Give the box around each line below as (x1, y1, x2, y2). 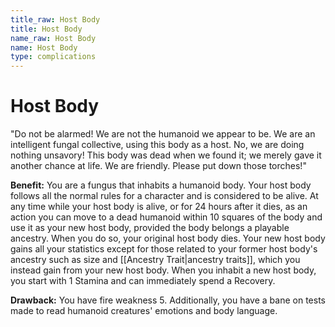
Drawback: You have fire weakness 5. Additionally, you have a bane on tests (10, 294, 326, 306)
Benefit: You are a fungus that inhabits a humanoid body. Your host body (10, 179, 312, 191)
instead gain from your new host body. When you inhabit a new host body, (10, 264, 317, 276)
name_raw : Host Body (10, 33, 97, 43)
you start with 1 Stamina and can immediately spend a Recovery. (10, 275, 276, 287)
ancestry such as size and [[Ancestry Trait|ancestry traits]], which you (10, 254, 301, 266)
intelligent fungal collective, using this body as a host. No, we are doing (10, 139, 305, 151)
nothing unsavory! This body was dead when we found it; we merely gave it (10, 149, 322, 161)
